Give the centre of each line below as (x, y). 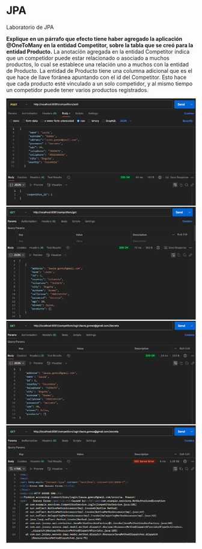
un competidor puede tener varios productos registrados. (77, 90)
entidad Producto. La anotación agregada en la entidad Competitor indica (98, 51)
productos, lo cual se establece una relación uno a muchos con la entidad (98, 64)
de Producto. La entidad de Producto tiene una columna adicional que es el (99, 70)
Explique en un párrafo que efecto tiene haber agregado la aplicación (94, 39)
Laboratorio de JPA (30, 27)
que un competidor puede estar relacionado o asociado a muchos (88, 58)
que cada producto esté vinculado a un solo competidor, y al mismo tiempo (99, 83)
